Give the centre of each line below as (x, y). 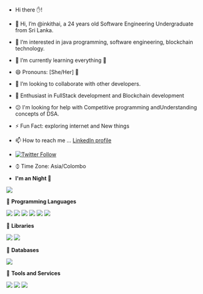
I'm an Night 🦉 (33, 178)
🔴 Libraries (20, 226)
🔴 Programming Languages (42, 201)
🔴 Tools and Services (33, 273)
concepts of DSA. (37, 114)
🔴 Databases (23, 250)
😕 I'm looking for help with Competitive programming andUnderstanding (106, 107)
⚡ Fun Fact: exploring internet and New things (72, 126)
